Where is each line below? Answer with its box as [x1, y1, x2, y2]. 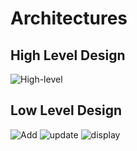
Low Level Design [10, 102, 123, 119]
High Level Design [10, 47, 126, 64]
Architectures [10, 7, 128, 30]
